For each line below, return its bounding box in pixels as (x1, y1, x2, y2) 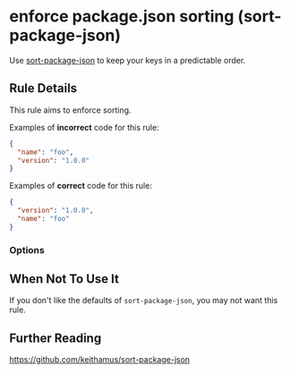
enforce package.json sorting (9, 6, 235, 27)
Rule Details (9, 81, 78, 96)
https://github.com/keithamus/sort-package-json (9, 354, 191, 365)
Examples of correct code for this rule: (9, 181, 152, 191)
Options (9, 243, 45, 256)
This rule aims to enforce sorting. (9, 105, 132, 115)
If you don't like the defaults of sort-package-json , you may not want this (9, 295, 278, 306)
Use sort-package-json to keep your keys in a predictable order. (9, 55, 246, 65)
